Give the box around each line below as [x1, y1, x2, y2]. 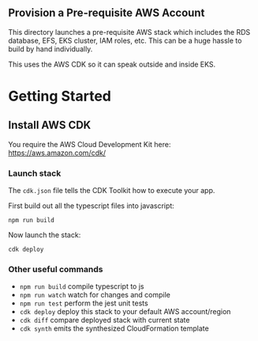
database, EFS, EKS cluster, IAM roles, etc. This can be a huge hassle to [8, 36, 242, 45]
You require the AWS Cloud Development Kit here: [8, 139, 171, 149]
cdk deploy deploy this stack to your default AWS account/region [19, 307, 231, 316]
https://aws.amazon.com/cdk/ [8, 148, 107, 157]
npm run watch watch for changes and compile [19, 290, 171, 300]
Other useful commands [8, 264, 103, 275]
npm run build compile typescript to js [19, 282, 144, 291]
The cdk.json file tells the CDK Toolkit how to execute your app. [8, 186, 215, 195]
